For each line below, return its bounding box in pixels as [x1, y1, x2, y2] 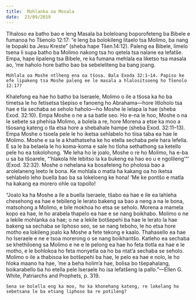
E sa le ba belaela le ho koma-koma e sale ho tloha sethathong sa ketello [6, 143, 181, 150]
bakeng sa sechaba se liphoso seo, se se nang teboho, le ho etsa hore [6, 222, 176, 229]
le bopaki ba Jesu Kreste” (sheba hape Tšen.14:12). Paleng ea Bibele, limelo [6, 42, 188, 50]
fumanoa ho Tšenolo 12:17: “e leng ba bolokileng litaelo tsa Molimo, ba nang [6, 36, 188, 43]
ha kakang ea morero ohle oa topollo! [6, 180, 96, 187]
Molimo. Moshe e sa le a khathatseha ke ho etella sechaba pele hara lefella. [6, 136, 188, 143]
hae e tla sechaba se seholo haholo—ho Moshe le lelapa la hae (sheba [6, 105, 176, 112]
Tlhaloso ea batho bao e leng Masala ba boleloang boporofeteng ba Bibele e [6, 30, 190, 37]
